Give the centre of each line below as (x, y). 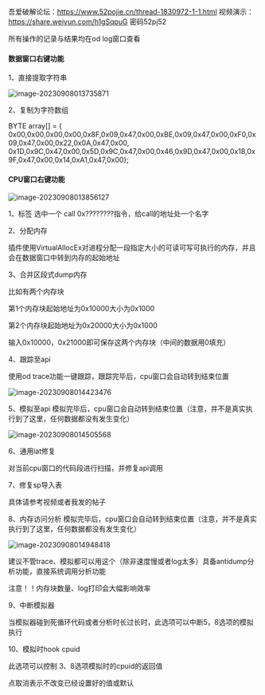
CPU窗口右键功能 (37, 179)
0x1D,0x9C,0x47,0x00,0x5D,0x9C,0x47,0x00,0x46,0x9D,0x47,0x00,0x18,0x (132, 152)
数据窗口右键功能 (36, 58)
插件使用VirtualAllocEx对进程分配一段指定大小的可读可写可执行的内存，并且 (132, 248)
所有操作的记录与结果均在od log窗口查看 (74, 39)
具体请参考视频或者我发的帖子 (57, 502)
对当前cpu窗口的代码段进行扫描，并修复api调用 (86, 468)
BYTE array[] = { (35, 126)
